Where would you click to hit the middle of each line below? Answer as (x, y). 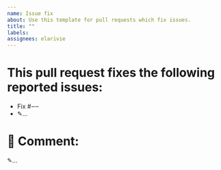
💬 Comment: (43, 142)
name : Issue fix (30, 13)
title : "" (21, 26)
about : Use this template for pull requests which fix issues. (99, 20)
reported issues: (55, 87)
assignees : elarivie (37, 39)
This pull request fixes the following (111, 73)
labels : (18, 33)
